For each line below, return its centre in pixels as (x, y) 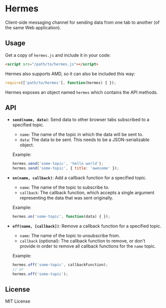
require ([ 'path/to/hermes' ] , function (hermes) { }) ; (61, 83)
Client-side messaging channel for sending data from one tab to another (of (83, 22)
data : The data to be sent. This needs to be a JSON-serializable (84, 140)
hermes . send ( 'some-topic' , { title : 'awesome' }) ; (66, 168)
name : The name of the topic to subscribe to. (65, 187)
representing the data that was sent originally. (66, 198)
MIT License (18, 301)
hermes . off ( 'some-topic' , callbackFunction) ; (60, 265)
